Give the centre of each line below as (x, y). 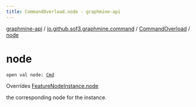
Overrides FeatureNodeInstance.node (53, 86)
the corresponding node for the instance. (56, 97)
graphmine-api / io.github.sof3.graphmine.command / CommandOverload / (98, 29)
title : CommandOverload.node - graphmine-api (63, 12)
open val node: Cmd (30, 75)
